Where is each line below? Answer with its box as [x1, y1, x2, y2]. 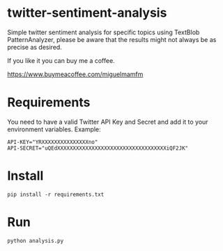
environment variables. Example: [7, 124, 101, 134]
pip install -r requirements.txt [7, 191, 105, 198]
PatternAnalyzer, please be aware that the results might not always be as [7, 35, 217, 43]
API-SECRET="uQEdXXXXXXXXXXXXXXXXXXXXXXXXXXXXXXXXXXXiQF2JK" [7, 145, 189, 152]
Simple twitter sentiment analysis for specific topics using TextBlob [7, 28, 200, 36]
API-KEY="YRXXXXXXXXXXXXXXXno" [7, 138, 98, 145]
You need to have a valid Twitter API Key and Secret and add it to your [7, 117, 208, 126]
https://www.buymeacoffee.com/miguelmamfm [7, 70, 144, 78]
